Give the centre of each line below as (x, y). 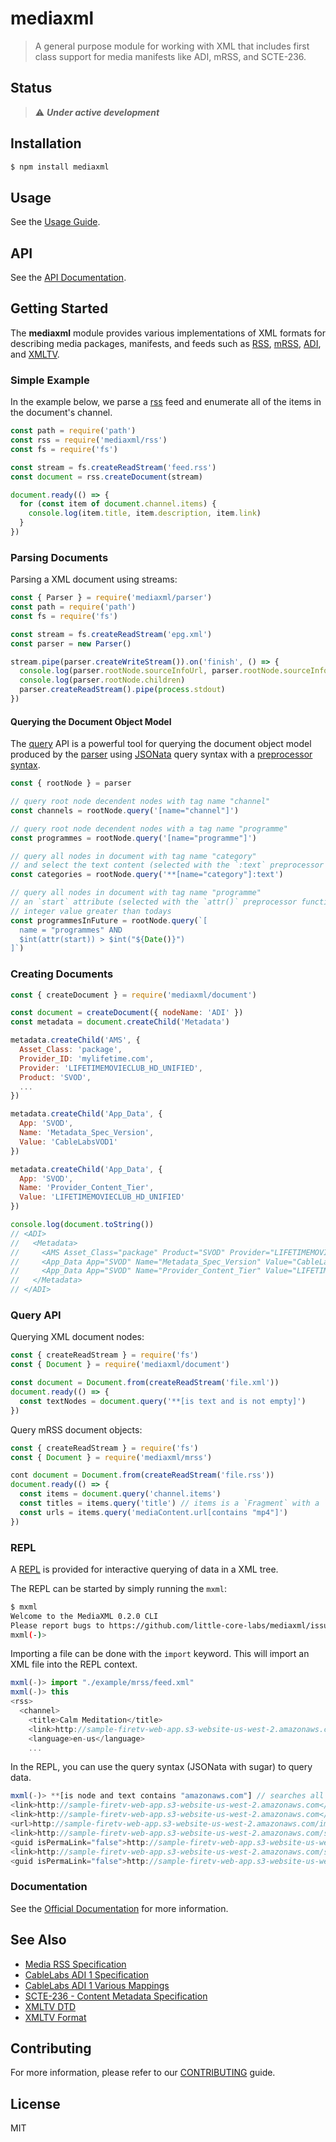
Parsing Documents (59, 557)
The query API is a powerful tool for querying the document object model (161, 744)
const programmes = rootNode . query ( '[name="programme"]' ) (133, 838)
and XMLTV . (35, 354)
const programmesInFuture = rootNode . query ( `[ (109, 920)
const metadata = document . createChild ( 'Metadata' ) (120, 1022)
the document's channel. (61, 413)
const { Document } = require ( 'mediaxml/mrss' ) (111, 1457)
